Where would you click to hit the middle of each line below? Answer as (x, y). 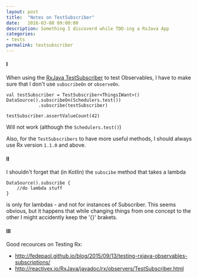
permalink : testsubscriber (40, 46)
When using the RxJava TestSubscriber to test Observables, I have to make (99, 78)
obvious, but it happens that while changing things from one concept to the (99, 211)
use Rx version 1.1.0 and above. (46, 145)
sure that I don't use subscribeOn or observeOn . (63, 84)
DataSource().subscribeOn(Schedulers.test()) (64, 100)
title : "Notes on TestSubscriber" (50, 17)
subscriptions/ (33, 262)
